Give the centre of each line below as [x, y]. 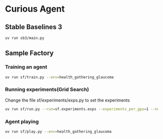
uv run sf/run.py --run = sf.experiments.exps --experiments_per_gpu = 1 [77, 109]
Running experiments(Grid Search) [47, 89]
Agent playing [22, 122]
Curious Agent [35, 9]
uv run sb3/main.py [25, 38]
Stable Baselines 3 [33, 27]
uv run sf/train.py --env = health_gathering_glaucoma [59, 77]
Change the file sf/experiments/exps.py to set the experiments [67, 100]
